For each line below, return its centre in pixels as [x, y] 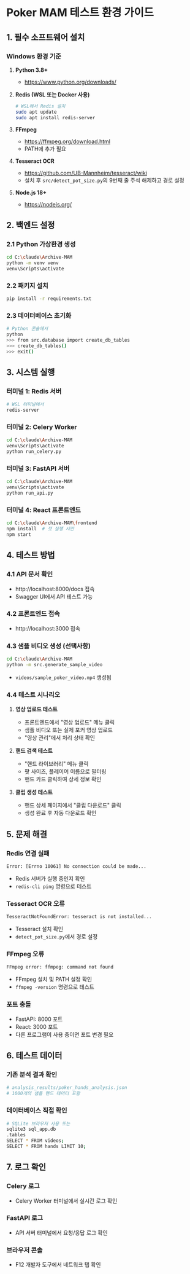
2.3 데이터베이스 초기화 [39, 315]
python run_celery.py [34, 452]
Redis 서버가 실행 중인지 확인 [50, 878]
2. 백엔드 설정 [31, 225]
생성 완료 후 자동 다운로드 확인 [60, 813]
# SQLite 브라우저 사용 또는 [38, 1123]
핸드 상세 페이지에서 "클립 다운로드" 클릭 [73, 805]
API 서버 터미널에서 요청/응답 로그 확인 [62, 1232]
